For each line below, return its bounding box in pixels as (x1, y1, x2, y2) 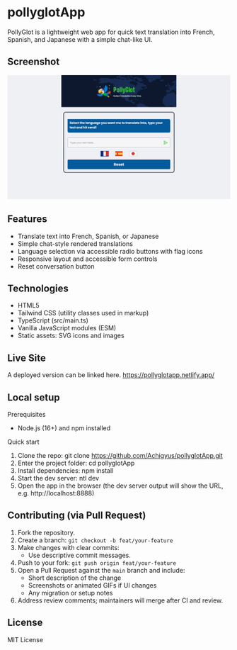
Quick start (7, 437, 40, 447)
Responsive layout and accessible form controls (17, 254, 158, 263)
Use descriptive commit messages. (28, 551, 131, 559)
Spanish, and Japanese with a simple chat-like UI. (7, 35, 153, 43)
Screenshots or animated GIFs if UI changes (28, 581, 157, 589)
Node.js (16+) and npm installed (17, 424, 111, 432)
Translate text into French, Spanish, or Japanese (17, 232, 159, 240)
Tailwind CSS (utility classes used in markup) (17, 309, 149, 318)
